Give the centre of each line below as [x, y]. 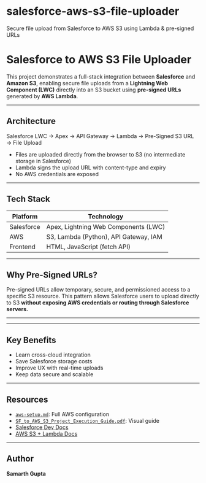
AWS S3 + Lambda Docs [46, 433]
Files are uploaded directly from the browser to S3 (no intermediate [100, 154]
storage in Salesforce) [43, 161]
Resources [27, 399]
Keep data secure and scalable [54, 374]
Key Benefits [31, 340]
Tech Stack [28, 199]
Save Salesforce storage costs [54, 361]
